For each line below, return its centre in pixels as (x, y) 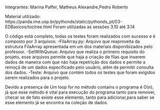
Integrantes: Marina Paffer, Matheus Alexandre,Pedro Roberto (67, 7)
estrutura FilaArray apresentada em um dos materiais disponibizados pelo (79, 46)
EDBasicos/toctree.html (29, 27)
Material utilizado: (23, 16)
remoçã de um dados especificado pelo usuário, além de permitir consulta (80, 67)
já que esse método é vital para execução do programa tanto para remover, (80, 92)
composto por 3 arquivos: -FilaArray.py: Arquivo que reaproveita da (72, 41)
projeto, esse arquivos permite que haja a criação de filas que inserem (75, 57)
